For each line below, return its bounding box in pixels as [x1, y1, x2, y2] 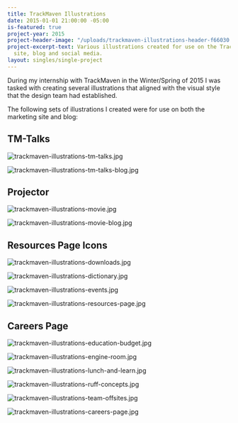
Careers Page [7, 320, 69, 332]
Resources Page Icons [7, 239, 108, 251]
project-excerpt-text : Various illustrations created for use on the [7, 43, 217, 50]
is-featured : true [7, 23, 62, 31]
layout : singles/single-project [7, 57, 103, 64]
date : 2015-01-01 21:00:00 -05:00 [7, 17, 110, 24]
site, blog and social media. [13, 50, 103, 57]
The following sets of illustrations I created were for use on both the [7, 104, 205, 114]
